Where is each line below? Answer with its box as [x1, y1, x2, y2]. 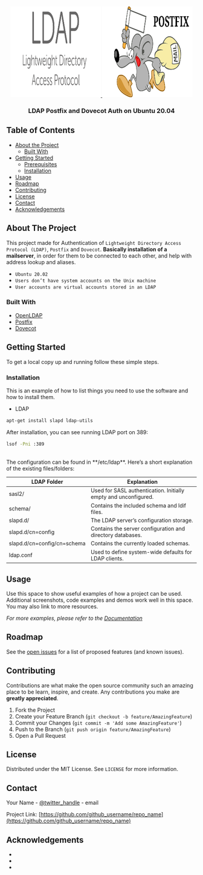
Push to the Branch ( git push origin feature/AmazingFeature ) [14, 726, 171, 733]
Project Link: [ [6, 811, 41, 818]
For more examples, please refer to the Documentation [6, 614, 143, 622]
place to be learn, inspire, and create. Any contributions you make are [6, 688, 180, 695]
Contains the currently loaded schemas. [90, 540, 190, 547]
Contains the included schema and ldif [90, 502, 186, 509]
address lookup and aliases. [6, 258, 76, 265]
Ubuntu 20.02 [14, 271, 48, 278]
